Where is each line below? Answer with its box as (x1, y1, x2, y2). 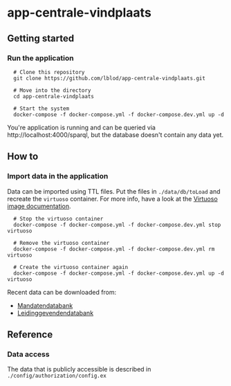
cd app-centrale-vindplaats (13, 93, 95, 100)
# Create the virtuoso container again (13, 264, 129, 270)
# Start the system (13, 105, 70, 112)
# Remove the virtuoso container (13, 239, 110, 246)
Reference (7, 329, 53, 340)
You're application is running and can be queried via (7, 123, 156, 131)
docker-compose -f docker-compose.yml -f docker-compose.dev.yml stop (13, 221, 221, 228)
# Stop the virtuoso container (13, 215, 104, 222)
